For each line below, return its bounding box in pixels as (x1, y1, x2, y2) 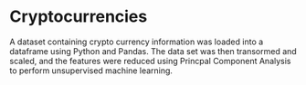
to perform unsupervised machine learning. (9, 65, 174, 76)
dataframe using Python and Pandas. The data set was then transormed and (9, 45, 297, 56)
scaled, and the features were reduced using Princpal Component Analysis (9, 55, 291, 66)
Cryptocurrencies (9, 6, 148, 27)
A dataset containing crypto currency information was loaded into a (9, 36, 264, 47)
